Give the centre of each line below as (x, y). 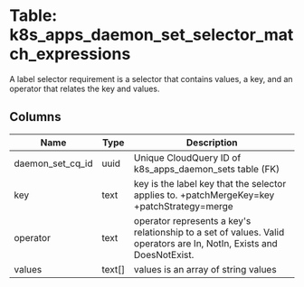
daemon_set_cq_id (53, 163)
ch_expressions (70, 54)
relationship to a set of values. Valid (209, 232)
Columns (35, 117)
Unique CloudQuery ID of (188, 157)
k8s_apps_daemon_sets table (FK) (207, 169)
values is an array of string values (206, 269)
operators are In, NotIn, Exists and (206, 243)
